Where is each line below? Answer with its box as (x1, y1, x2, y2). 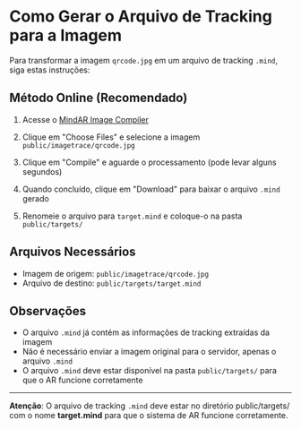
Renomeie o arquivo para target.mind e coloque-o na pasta (21, 210, 243, 221)
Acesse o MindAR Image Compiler (21, 114, 150, 124)
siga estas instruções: (9, 64, 90, 75)
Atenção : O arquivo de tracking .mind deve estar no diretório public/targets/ (9, 400, 290, 411)
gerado (21, 193, 49, 203)
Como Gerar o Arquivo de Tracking (9, 6, 273, 27)
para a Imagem (9, 25, 123, 46)
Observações (9, 303, 87, 319)
